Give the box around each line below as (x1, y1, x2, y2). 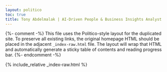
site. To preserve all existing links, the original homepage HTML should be (5, 36, 159, 42)
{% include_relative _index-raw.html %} (5, 61, 88, 68)
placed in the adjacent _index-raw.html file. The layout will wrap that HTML (5, 41, 162, 47)
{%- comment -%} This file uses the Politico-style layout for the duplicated (5, 31, 162, 37)
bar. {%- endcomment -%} (5, 52, 62, 58)
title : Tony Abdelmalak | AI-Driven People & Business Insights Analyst (5, 17, 162, 22)
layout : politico (5, 7, 42, 13)
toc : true (5, 12, 26, 17)
